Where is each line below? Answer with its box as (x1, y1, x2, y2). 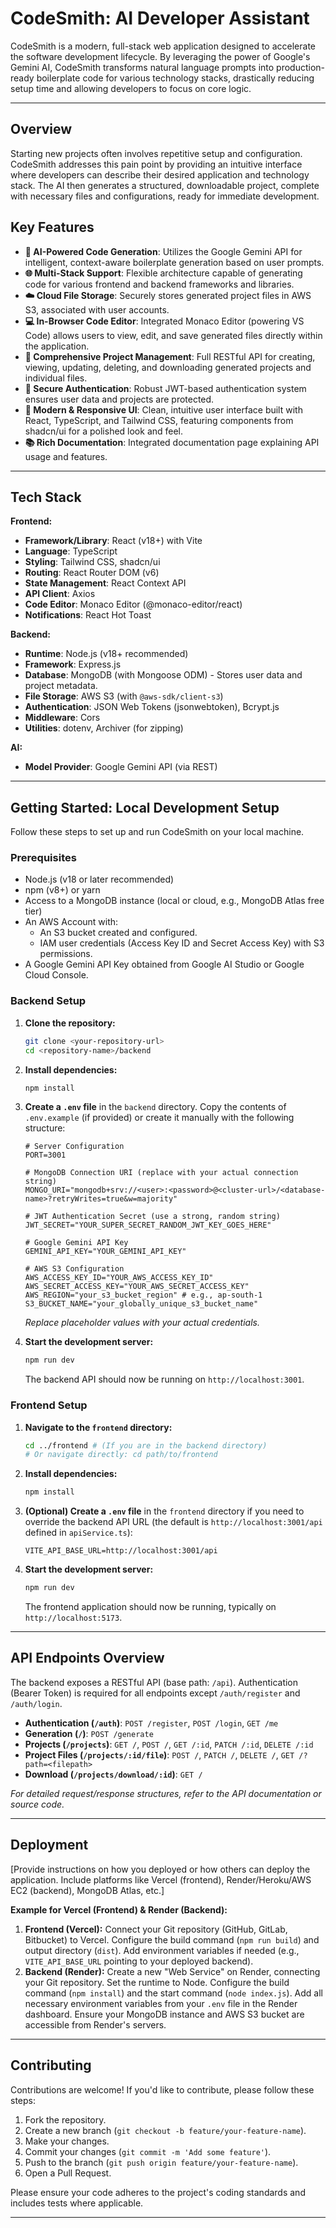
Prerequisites (10, 851, 77, 865)
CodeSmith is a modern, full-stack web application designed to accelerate (10, 40, 316, 52)
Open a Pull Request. (24, 2167, 112, 2179)
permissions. (39, 948, 93, 960)
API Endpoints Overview (10, 1650, 165, 1667)
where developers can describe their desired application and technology (10, 168, 310, 181)
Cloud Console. (24, 969, 89, 981)
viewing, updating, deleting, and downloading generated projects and (24, 361, 312, 373)
